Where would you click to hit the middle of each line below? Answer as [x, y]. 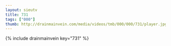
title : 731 [17, 15]
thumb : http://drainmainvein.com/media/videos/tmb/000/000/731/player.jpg [86, 24]
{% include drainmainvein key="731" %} [47, 38]
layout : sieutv [21, 10]
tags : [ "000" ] [20, 19]
